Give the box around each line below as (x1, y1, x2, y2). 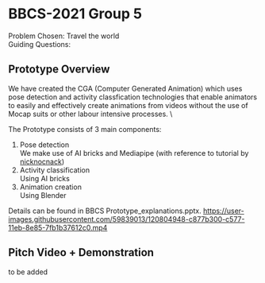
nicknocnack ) (19, 157, 65, 166)
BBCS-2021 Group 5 (8, 5, 143, 23)
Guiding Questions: (8, 39, 71, 48)
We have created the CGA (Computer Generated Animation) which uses (8, 83, 243, 93)
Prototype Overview (8, 63, 110, 76)
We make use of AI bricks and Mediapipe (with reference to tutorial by (19, 148, 249, 157)
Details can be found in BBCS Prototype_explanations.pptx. (8, 206, 202, 215)
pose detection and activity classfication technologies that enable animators (8, 92, 258, 102)
